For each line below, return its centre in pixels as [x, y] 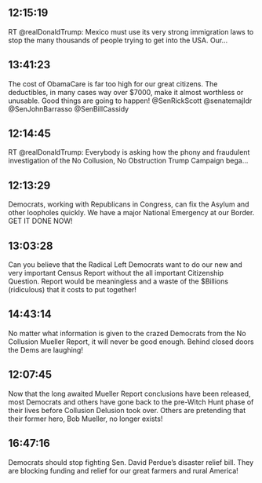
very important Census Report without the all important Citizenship [116, 273]
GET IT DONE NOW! [40, 221]
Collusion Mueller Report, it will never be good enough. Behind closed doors [131, 342]
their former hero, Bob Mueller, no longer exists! [86, 419]
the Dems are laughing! [46, 349]
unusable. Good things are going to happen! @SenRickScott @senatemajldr [130, 101]
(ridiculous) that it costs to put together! [73, 290]
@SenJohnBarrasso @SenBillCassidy [69, 108]
